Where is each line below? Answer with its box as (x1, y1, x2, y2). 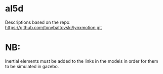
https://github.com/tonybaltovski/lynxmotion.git (5, 24, 102, 30)
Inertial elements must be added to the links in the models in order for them (5, 58, 158, 64)
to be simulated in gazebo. (5, 63, 59, 69)
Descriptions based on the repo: (5, 19, 71, 25)
